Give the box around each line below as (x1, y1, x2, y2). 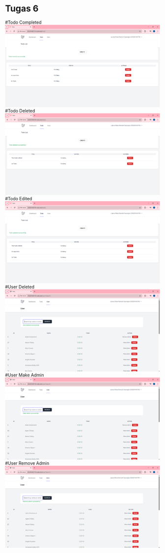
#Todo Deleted (5, 108, 35, 114)
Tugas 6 (5, 3, 39, 14)
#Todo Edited (5, 196, 32, 202)
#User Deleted (5, 284, 35, 290)
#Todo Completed (5, 19, 42, 25)
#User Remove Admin (5, 460, 50, 466)
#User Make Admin (5, 372, 44, 378)
